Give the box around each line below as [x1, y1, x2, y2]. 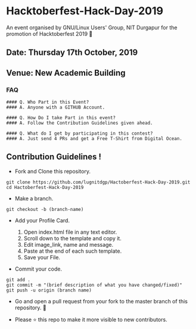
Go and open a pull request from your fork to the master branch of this [14, 297, 188, 305]
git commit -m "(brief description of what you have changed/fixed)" [6, 282, 183, 288]
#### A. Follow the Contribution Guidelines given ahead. [6, 120, 153, 126]
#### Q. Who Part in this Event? [6, 100, 89, 105]
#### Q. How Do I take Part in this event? [6, 115, 116, 121]
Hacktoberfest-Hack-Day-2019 [6, 4, 164, 18]
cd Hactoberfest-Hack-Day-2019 [6, 184, 84, 190]
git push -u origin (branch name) [6, 287, 92, 293]
